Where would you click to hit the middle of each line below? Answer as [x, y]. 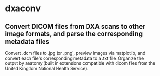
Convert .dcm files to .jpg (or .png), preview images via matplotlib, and [75, 53]
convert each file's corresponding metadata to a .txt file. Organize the [74, 58]
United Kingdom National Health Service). [47, 68]
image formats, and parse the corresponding [74, 34]
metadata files [27, 41]
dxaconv [23, 8]
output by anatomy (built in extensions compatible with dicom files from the [80, 63]
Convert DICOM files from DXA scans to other [75, 26]
